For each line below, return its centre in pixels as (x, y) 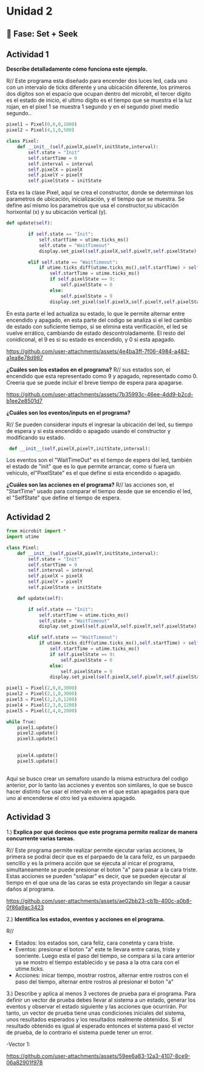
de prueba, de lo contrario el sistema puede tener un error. (80, 1032)
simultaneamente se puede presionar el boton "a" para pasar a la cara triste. (102, 870)
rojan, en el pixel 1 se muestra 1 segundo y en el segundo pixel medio (93, 107)
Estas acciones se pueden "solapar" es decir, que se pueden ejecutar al (96, 876)
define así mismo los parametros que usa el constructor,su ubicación (93, 205)
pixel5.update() (38, 761)
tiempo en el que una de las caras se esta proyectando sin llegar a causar (99, 882)
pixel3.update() (38, 739)
